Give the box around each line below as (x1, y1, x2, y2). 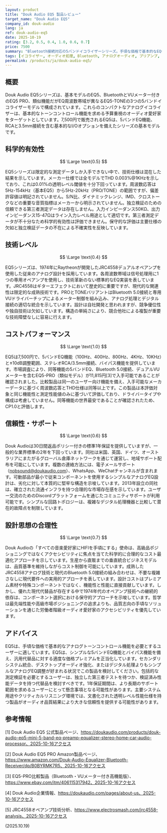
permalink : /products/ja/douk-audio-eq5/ (5, 58, 92, 63)
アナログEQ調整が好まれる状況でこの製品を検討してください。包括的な (13, 668, 159, 674)
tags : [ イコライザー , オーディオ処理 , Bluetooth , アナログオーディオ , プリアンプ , (5, 53, 160, 59)
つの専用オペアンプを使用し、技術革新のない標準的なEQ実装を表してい (5, 277, 150, 283)
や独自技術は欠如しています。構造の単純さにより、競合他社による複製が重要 (5, 307, 161, 313)
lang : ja (5, 26, 23, 31)
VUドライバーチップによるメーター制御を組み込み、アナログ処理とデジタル (5, 295, 159, 301)
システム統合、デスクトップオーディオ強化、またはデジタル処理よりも (5, 662, 149, 668)
